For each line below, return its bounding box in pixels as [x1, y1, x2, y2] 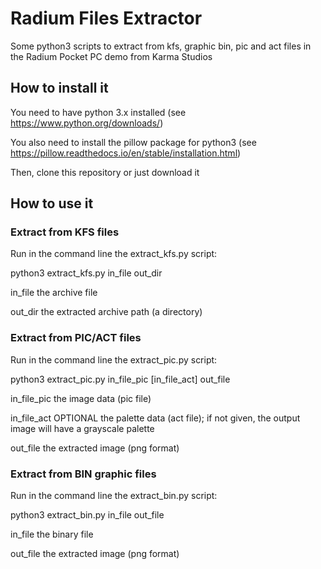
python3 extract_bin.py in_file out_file [10, 509, 165, 521]
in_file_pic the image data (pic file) [10, 392, 152, 404]
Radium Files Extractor [10, 7, 203, 30]
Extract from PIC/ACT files [10, 331, 142, 345]
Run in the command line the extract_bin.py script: [10, 490, 218, 502]
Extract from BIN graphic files [10, 467, 157, 481]
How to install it [10, 80, 109, 97]
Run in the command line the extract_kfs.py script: [10, 248, 218, 260]
